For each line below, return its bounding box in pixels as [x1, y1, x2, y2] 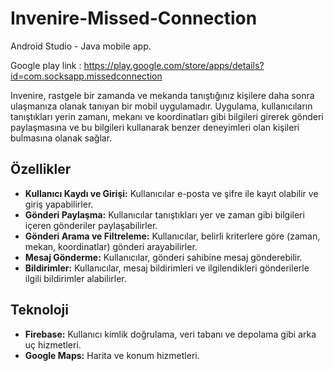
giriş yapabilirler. [24, 198, 94, 210]
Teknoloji [10, 302, 69, 319]
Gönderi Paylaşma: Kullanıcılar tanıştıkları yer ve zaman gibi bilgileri [24, 208, 305, 221]
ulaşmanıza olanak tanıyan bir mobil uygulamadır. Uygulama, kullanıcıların [10, 100, 313, 112]
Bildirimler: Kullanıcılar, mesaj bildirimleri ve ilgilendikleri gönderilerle [24, 262, 310, 274]
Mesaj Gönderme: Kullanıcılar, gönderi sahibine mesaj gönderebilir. [24, 251, 303, 263]
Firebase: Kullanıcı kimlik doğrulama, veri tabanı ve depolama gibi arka [24, 328, 317, 340]
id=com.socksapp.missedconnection [10, 70, 163, 82]
